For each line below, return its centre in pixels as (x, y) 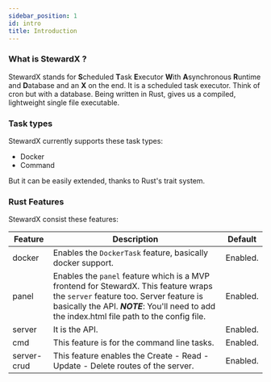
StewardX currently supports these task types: (86, 141)
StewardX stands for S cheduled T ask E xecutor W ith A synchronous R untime (135, 77)
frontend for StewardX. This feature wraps (133, 286)
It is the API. (75, 330)
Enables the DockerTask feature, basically (130, 253)
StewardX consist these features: (64, 220)
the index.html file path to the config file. (129, 317)
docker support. (83, 263)
